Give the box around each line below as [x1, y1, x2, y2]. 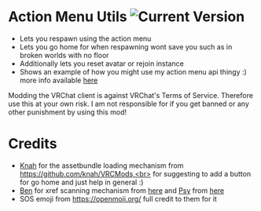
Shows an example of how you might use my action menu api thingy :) [19, 67, 248, 76]
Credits [8, 135, 57, 153]
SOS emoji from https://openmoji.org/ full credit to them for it [19, 194, 218, 203]
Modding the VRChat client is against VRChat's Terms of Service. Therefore [8, 90, 254, 100]
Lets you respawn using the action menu [19, 34, 152, 43]
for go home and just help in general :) [19, 177, 144, 187]
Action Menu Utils [8, 8, 127, 26]
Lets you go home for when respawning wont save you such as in [19, 42, 233, 51]
